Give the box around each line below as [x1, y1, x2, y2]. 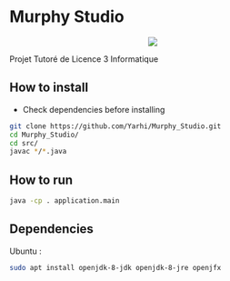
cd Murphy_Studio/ [9, 130, 79, 139]
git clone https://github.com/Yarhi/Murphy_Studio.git [9, 121, 222, 131]
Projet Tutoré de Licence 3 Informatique [9, 53, 159, 65]
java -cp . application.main [9, 196, 120, 206]
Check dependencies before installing [22, 104, 165, 115]
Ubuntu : [9, 246, 43, 256]
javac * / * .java [9, 147, 67, 156]
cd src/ [9, 138, 39, 147]
